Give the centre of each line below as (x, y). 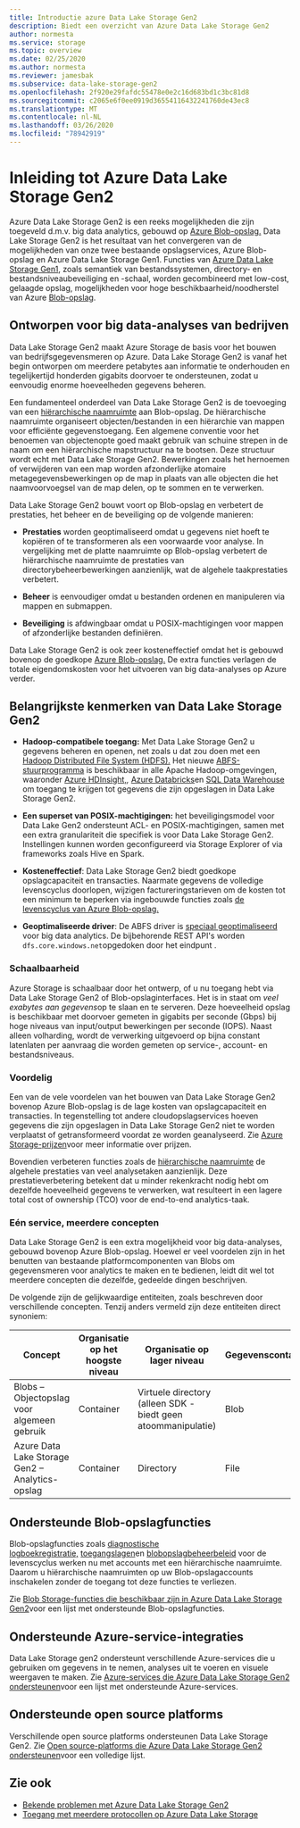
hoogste (104, 1360)
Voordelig (31, 1077)
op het (104, 1350)
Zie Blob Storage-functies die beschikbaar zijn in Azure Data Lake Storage (146, 1599)
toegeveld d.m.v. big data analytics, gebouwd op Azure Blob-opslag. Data (145, 231)
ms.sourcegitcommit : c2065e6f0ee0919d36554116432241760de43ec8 (129, 100)
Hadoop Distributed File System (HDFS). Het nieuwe (118, 760)
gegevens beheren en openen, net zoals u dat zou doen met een (141, 752)
